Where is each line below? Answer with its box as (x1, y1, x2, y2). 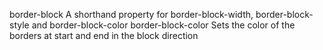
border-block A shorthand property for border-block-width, (9, 9, 254, 20)
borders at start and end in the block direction (9, 30, 199, 41)
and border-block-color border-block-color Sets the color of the (31, 19, 296, 31)
